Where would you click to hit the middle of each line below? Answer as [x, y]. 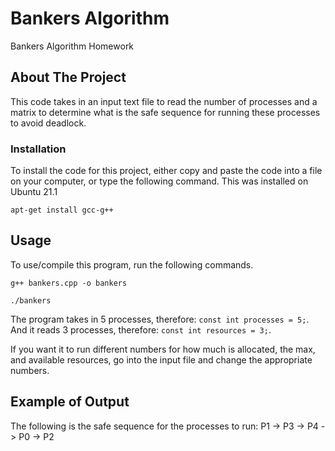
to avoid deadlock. [48, 123]
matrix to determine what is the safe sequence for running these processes [165, 112]
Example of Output [70, 402]
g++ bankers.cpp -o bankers [69, 283]
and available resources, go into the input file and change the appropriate [161, 359]
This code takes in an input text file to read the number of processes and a [164, 101]
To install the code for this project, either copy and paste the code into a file [166, 171]
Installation [38, 149]
